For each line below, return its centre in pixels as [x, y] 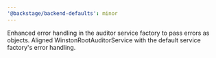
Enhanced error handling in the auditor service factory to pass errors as [108, 33]
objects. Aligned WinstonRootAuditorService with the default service [104, 40]
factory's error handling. [41, 47]
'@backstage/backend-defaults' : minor [62, 13]
